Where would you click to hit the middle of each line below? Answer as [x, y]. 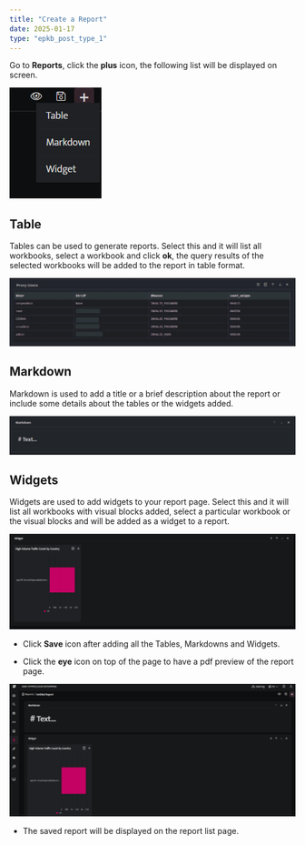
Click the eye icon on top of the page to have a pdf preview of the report [158, 662]
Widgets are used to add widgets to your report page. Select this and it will [149, 502]
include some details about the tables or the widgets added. [122, 403]
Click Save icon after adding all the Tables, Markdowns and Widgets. [151, 644]
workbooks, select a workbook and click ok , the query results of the [137, 256]
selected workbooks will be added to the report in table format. [127, 266]
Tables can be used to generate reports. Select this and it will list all [135, 246]
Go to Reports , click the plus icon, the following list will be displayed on [143, 65]
